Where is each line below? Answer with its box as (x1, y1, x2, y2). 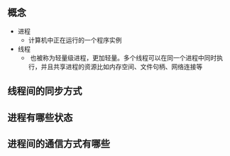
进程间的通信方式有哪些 (7, 138, 110, 150)
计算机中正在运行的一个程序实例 (28, 35, 122, 44)
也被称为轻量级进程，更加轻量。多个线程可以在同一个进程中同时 (30, 53, 217, 62)
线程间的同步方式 (7, 85, 82, 97)
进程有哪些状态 (7, 111, 73, 123)
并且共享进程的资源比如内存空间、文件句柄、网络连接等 (40, 62, 203, 71)
